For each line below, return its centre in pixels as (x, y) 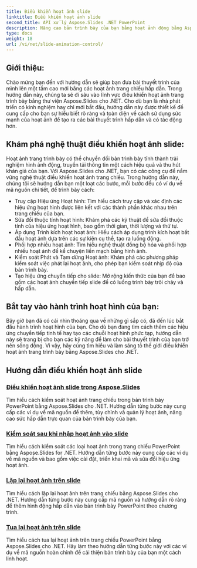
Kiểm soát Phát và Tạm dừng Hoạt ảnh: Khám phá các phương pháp (96, 257)
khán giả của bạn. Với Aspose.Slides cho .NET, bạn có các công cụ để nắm (97, 171)
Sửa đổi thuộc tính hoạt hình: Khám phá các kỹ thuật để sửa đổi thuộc (99, 219)
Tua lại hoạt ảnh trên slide (43, 527)
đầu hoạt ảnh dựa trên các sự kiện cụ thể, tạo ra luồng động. (88, 238)
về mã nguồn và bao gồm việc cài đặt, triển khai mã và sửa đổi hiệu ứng (93, 459)
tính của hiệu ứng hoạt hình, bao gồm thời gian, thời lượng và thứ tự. (96, 226)
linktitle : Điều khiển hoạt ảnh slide (53, 17)
